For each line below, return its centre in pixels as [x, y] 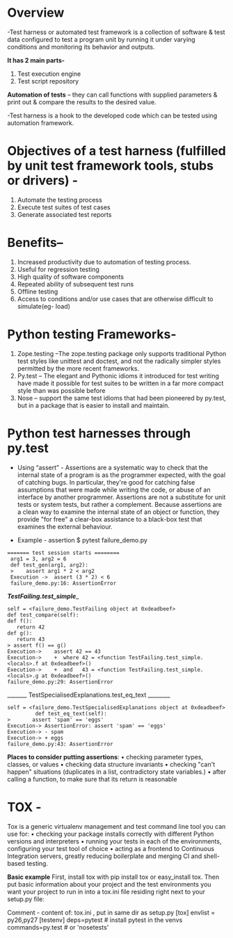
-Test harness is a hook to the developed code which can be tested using [112, 115]
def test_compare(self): [43, 615]
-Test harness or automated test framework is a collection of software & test [116, 32]
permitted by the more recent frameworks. [78, 368]
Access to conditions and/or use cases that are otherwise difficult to [115, 299]
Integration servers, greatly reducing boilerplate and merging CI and [105, 856]
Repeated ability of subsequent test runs [75, 284]
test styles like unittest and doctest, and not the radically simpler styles [119, 361]
